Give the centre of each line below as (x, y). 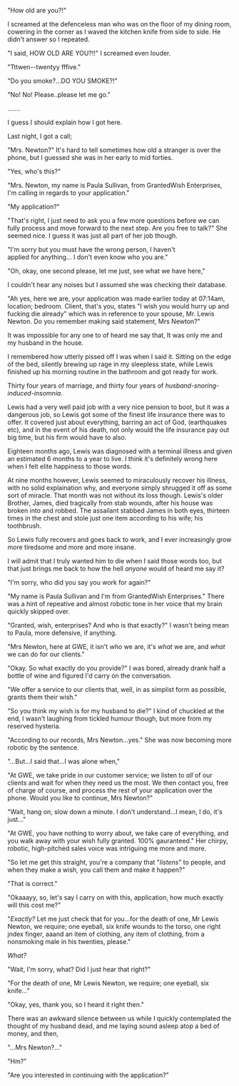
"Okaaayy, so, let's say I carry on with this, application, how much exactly (116, 898)
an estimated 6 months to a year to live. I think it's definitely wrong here (112, 459)
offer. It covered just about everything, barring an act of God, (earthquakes (117, 422)
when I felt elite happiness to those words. (70, 466)
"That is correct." (32, 884)
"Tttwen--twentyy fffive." (44, 67)
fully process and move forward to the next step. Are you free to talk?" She (117, 228)
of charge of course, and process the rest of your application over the (110, 790)
